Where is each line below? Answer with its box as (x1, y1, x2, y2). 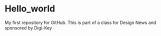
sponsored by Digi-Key (4, 24, 52, 30)
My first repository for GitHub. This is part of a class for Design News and (4, 19, 156, 25)
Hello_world (4, 3, 55, 14)
